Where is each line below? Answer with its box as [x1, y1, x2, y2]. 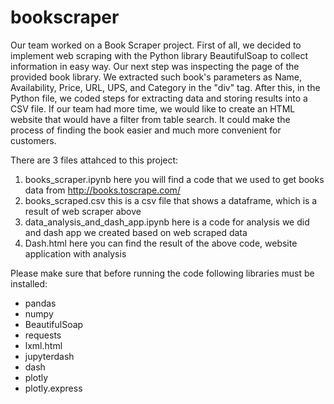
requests [24, 329, 62, 341]
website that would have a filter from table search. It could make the [10, 113, 291, 125]
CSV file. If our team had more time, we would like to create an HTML [10, 102, 296, 115]
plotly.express [24, 382, 83, 394]
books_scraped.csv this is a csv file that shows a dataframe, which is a [24, 194, 318, 206]
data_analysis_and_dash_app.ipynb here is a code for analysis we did [24, 216, 310, 228]
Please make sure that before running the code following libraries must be [10, 267, 315, 279]
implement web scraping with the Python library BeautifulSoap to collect [10, 49, 308, 61]
